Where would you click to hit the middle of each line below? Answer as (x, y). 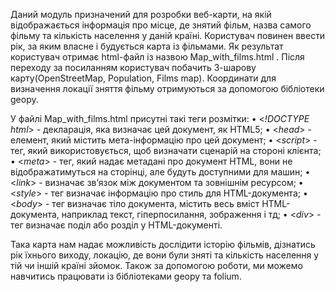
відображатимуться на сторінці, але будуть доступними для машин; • (160, 172)
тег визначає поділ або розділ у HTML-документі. (116, 225)
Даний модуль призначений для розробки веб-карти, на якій (141, 14)
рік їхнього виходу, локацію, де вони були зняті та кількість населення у (165, 255)
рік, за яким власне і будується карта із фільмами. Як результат (147, 46)
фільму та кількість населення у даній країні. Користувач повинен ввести (168, 35)
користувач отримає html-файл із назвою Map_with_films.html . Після (157, 57)
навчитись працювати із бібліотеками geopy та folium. (126, 276)
